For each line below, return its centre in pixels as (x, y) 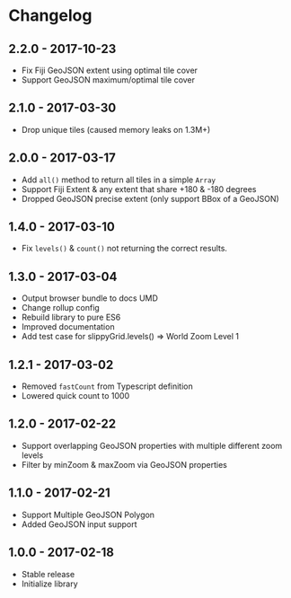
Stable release (48, 574)
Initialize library (49, 584)
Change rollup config (60, 308)
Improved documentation (68, 327)
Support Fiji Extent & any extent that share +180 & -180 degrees (139, 189)
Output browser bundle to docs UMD (90, 298)
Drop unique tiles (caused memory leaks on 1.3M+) (116, 129)
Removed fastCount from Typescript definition (107, 386)
